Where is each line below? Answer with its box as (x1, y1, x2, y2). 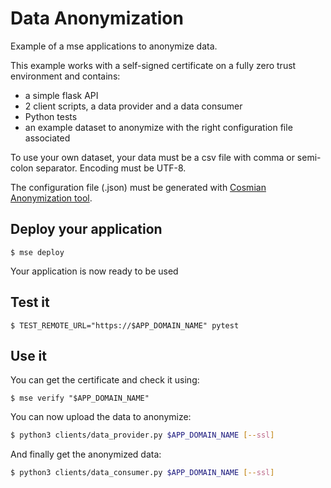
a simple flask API (24, 89, 99, 101)
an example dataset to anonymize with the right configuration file (24, 121, 293, 133)
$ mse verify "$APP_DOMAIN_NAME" (10, 393, 150, 404)
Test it (10, 294, 50, 311)
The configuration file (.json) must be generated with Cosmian (10, 181, 267, 193)
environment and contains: (10, 70, 121, 82)
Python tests (24, 110, 78, 122)
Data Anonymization (10, 7, 184, 30)
